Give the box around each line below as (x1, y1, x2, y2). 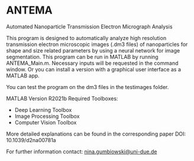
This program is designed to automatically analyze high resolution (6, 34, 167, 41)
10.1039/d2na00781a (6, 136, 56, 143)
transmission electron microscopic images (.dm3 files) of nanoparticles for (6, 41, 188, 48)
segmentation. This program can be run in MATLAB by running (6, 53, 159, 60)
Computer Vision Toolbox (14, 119, 77, 126)
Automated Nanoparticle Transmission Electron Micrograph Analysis (6, 23, 173, 30)
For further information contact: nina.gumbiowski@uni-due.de (6, 148, 157, 155)
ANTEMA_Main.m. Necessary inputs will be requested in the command (6, 60, 179, 67)
